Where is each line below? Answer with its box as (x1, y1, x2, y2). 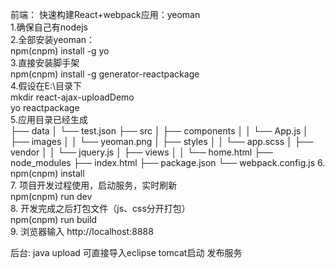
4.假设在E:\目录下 (10, 80, 83, 92)
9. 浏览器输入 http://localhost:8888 (10, 226, 154, 237)
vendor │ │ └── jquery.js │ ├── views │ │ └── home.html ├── (10, 146, 273, 158)
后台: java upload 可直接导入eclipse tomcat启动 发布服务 (10, 247, 243, 258)
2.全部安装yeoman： (10, 34, 96, 45)
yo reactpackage (10, 102, 80, 113)
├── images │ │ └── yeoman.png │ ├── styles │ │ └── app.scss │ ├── (10, 136, 314, 147)
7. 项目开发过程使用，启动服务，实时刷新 (10, 179, 178, 191)
